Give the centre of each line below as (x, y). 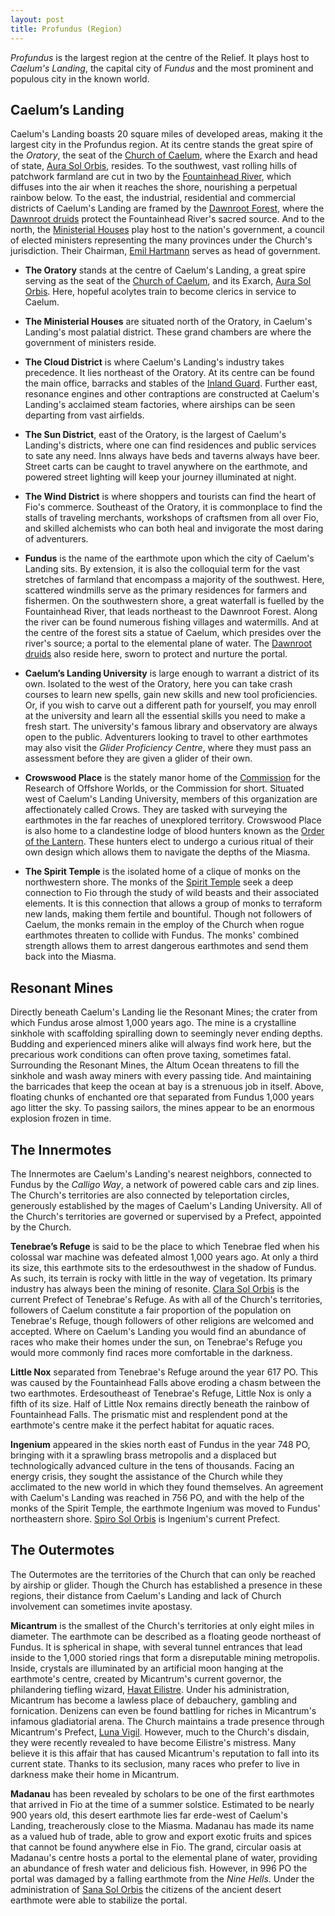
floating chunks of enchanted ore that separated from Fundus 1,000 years (162, 1097)
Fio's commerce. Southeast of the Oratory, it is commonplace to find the (173, 507)
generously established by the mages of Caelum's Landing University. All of (166, 1205)
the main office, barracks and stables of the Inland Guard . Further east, (171, 383)
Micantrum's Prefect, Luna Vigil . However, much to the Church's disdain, (160, 1732)
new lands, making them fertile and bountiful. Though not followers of (168, 914)
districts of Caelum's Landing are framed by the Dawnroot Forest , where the (167, 208)
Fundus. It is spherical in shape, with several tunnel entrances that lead (156, 1647)
